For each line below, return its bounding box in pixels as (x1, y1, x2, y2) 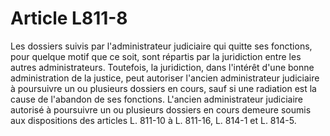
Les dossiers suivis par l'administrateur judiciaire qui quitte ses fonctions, (10, 40, 313, 52)
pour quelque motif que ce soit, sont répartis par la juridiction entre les (10, 50, 302, 62)
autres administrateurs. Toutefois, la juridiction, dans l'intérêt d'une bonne (10, 61, 315, 73)
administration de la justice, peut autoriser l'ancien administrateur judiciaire (10, 72, 320, 84)
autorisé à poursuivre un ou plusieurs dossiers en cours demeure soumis (10, 103, 312, 116)
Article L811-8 (10, 7, 128, 30)
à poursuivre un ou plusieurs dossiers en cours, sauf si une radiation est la (10, 82, 317, 94)
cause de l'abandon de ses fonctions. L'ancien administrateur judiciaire (10, 93, 304, 105)
